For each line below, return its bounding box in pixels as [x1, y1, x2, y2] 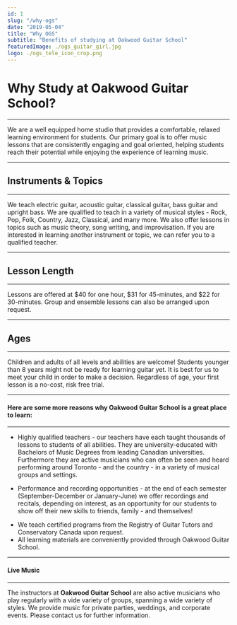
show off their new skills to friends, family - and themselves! [17, 507, 193, 515]
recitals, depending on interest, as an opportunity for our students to [17, 499, 217, 508]
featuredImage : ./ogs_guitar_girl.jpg [7, 43, 121, 50]
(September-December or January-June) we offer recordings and [17, 492, 209, 501]
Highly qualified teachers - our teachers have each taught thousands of [17, 433, 226, 442]
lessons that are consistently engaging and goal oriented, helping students [7, 140, 224, 148]
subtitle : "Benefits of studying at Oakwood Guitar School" [7, 37, 188, 44]
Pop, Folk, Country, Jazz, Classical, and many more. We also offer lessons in [7, 215, 230, 223]
